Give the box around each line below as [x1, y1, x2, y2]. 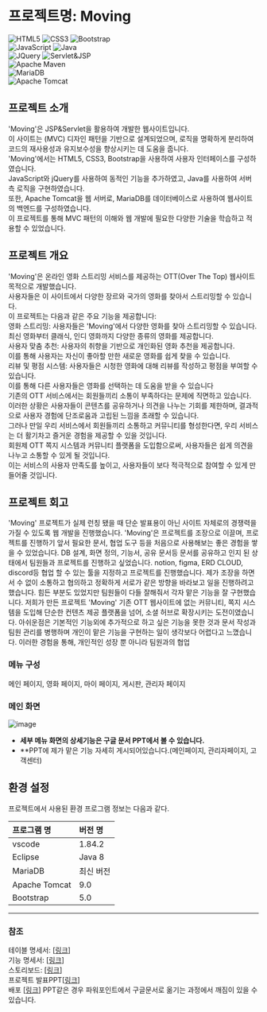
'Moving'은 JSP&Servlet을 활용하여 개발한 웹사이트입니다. [8, 124, 190, 134]
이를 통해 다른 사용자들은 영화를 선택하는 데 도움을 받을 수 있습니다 [8, 381, 214, 390]
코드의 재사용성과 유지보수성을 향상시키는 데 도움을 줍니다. [8, 144, 189, 153]
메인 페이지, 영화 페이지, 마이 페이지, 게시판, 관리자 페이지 [8, 679, 186, 688]
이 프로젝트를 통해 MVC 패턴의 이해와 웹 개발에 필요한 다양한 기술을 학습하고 [8, 213, 245, 223]
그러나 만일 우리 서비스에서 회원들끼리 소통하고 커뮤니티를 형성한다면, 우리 [8, 421, 238, 430]
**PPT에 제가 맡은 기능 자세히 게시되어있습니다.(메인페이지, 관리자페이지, [19, 745, 249, 755]
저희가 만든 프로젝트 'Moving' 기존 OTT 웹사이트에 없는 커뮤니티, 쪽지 [25, 598, 241, 607]
